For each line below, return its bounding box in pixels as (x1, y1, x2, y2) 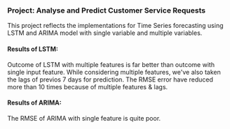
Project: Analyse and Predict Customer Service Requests (7, 6, 205, 15)
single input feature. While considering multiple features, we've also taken (7, 68, 221, 76)
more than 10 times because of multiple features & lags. (7, 82, 168, 91)
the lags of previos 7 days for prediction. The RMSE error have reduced (7, 75, 214, 84)
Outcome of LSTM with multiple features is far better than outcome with (7, 60, 215, 68)
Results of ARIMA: (7, 98, 62, 107)
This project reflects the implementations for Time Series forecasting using (7, 22, 224, 30)
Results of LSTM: (7, 45, 58, 53)
